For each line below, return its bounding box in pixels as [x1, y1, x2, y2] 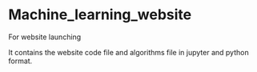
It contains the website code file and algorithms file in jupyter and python [8, 47, 250, 57]
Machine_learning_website [8, 6, 192, 24]
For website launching [8, 32, 82, 42]
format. [8, 56, 33, 66]
